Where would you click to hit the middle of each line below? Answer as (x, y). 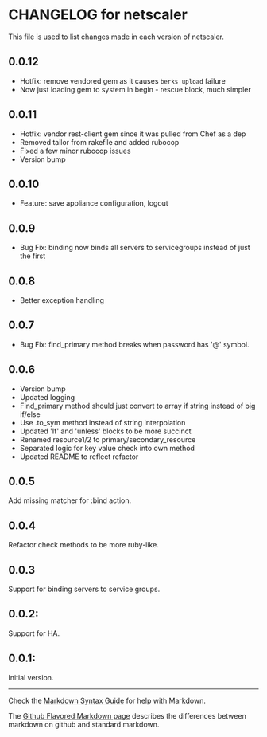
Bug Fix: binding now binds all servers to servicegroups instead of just (135, 248)
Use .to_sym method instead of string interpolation (103, 422)
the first (33, 256)
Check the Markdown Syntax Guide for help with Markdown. (107, 700)
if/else (30, 414)
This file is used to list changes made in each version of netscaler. (116, 37)
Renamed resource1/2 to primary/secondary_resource (108, 439)
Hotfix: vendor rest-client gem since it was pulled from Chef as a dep (133, 134)
